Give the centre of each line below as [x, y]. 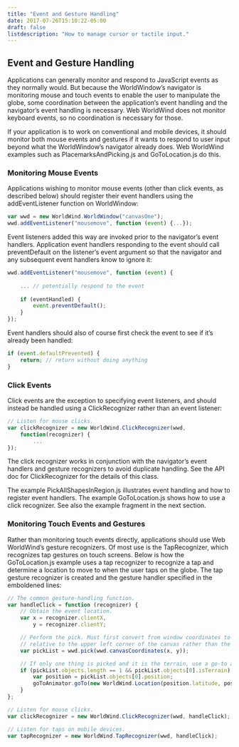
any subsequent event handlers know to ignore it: [80, 260]
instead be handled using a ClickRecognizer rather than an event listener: [115, 408]
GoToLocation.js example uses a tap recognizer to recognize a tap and [111, 562]
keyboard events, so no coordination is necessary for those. [95, 118]
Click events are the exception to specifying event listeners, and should [112, 401]
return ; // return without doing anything [84, 360]
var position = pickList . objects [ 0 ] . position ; [103, 677]
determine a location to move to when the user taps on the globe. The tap [115, 570]
